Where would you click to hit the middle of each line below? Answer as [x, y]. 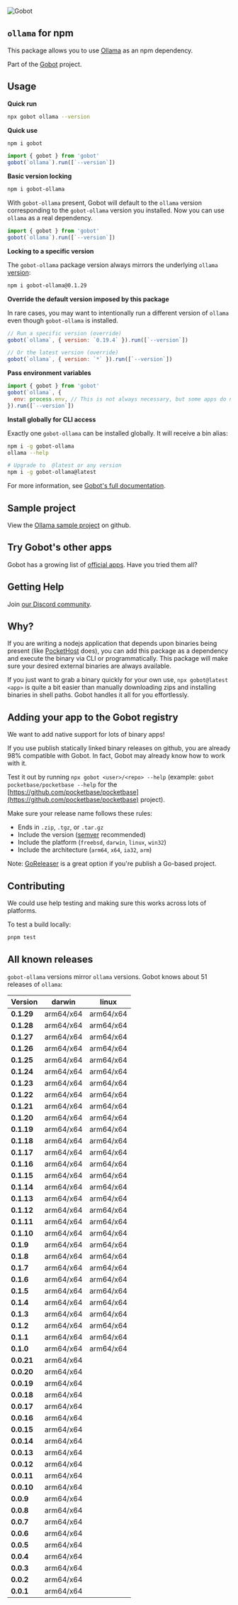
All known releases [50, 960]
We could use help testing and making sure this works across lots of [107, 903]
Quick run [22, 104]
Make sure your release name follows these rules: [80, 814]
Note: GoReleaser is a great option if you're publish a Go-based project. [112, 864]
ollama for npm [41, 33]
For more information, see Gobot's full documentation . [87, 486]
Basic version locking [40, 176]
